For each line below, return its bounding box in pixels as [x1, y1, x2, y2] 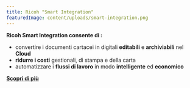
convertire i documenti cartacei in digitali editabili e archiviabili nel [15, 43, 184, 51]
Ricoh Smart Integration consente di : [6, 31, 103, 38]
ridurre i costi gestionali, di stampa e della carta [15, 56, 136, 64]
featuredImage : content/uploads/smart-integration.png [6, 15, 149, 21]
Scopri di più [6, 75, 39, 82]
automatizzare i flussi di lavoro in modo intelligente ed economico [15, 62, 184, 70]
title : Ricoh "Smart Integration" [6, 9, 94, 15]
